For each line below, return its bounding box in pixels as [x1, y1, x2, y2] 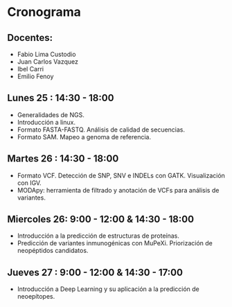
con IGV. [17, 178, 42, 187]
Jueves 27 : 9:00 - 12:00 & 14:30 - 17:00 [7, 266, 184, 278]
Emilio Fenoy [17, 72, 54, 80]
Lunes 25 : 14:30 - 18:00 [7, 92, 114, 104]
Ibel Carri [17, 65, 44, 73]
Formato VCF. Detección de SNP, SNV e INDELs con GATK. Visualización [17, 171, 225, 179]
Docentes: [7, 32, 53, 44]
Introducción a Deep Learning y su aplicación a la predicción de [17, 285, 199, 293]
